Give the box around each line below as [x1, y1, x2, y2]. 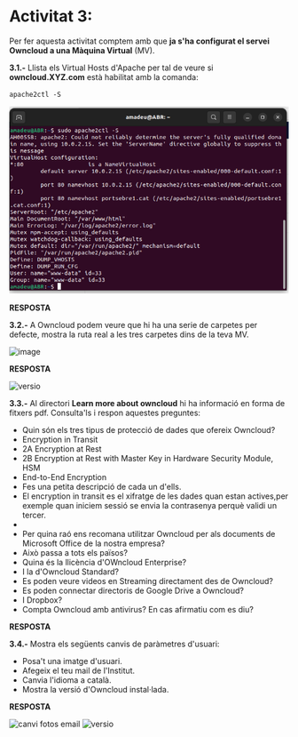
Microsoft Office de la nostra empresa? [21, 538, 166, 549]
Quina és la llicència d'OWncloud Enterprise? [21, 557, 187, 568]
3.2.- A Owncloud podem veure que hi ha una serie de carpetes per [9, 320, 258, 331]
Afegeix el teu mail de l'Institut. [21, 665, 136, 677]
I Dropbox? [21, 595, 63, 605]
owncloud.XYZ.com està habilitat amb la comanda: [9, 71, 199, 82]
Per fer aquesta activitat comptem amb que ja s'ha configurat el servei [9, 36, 271, 46]
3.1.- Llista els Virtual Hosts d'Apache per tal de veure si [9, 62, 214, 73]
